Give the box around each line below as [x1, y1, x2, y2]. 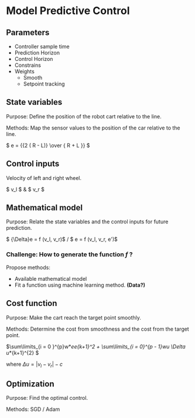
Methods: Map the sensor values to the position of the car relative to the [6, 124, 180, 131]
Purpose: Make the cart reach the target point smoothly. [6, 314, 142, 321]
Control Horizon [14, 56, 53, 62]
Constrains [14, 62, 41, 69]
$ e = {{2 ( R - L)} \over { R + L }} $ [6, 142, 90, 149]
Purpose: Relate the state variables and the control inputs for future [6, 218, 169, 225]
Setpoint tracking [23, 80, 66, 87]
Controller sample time [14, 43, 70, 50]
